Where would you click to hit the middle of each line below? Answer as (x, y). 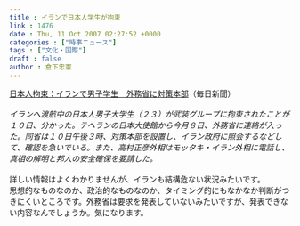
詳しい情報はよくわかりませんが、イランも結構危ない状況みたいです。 (137, 179)
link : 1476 (31, 26)
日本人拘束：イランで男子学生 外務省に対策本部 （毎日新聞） (122, 93)
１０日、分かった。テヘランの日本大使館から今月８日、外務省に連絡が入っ (146, 125)
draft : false (36, 59)
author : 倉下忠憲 (41, 68)
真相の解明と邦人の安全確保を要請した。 (83, 158)
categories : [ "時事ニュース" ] (63, 42)
